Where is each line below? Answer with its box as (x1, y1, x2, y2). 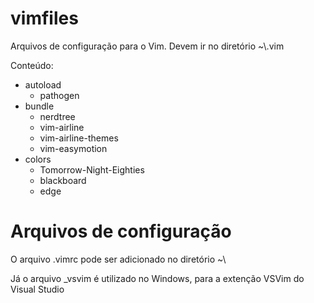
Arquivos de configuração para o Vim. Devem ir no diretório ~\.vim (10, 40, 285, 52)
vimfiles (10, 7, 79, 30)
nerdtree (39, 110, 76, 122)
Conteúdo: (10, 59, 54, 71)
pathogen (39, 89, 80, 101)
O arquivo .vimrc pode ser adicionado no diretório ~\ (10, 253, 227, 265)
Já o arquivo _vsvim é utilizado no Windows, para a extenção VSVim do (10, 272, 305, 284)
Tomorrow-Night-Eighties (39, 163, 145, 176)
